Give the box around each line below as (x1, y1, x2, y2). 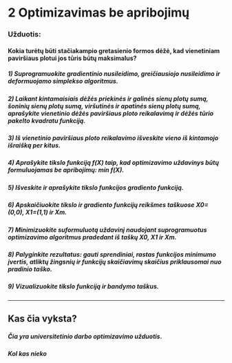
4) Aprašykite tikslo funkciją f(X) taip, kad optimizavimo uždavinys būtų (8, 159, 220, 167)
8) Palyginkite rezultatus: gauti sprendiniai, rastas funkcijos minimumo (8, 250, 216, 258)
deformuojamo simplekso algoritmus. (8, 77, 119, 86)
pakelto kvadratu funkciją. (8, 116, 86, 125)
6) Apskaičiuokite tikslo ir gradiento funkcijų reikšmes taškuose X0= (8, 201, 209, 209)
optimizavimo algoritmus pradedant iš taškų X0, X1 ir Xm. (8, 233, 177, 241)
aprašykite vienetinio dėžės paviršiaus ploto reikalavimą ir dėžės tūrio (8, 109, 214, 117)
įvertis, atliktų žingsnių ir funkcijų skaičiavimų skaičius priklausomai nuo (8, 257, 222, 266)
